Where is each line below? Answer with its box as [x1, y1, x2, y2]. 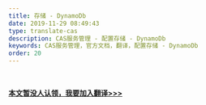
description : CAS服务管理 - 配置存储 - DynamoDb [8, 34, 166, 43]
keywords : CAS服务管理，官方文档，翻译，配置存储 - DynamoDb [8, 42, 199, 50]
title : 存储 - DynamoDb [8, 11, 87, 20]
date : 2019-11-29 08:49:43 [8, 19, 100, 27]
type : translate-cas [8, 27, 79, 35]
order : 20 [8, 49, 42, 57]
